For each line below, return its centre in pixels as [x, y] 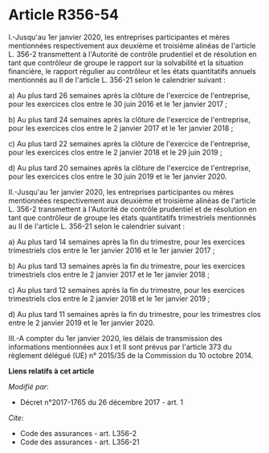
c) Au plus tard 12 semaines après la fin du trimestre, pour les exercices [126, 290]
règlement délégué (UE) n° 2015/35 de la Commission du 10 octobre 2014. [131, 355]
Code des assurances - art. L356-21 [79, 442]
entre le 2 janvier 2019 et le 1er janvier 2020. [82, 323]
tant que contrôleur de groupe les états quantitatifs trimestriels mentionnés [132, 217]
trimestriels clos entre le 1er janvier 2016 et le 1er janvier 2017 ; [112, 250]
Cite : [16, 418]
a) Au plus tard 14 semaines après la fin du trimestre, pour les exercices [127, 241]
